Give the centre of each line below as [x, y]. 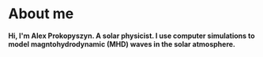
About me [41, 14]
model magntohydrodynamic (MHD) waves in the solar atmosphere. [122, 44]
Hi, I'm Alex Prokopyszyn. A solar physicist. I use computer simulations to [131, 36]
